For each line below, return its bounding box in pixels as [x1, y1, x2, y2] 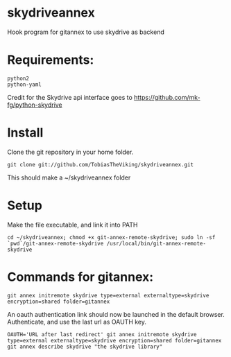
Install [7, 125, 44, 141]
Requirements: [7, 52, 94, 68]
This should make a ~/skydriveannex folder [7, 173, 131, 182]
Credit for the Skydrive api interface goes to [7, 93, 133, 101]
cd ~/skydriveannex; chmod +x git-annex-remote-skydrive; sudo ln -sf [7, 234, 216, 241]
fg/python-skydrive [7, 101, 62, 109]
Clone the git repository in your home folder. [7, 148, 134, 156]
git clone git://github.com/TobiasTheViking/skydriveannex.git [7, 161, 194, 168]
